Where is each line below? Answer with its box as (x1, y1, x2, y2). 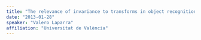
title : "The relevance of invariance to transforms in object (6, 8, 165, 15)
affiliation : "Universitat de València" (6, 25, 109, 31)
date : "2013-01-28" (6, 14, 55, 20)
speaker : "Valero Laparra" (6, 19, 74, 25)
